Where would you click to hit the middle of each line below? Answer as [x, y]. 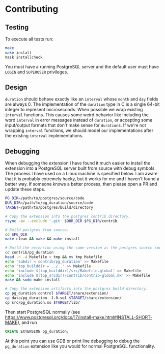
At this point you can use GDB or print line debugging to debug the [72, 341]
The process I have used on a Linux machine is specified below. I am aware [82, 174]
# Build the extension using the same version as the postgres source [79, 248]
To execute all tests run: [29, 39]
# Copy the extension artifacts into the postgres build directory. [77, 289]
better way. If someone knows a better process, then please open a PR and [81, 184]
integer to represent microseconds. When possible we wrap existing [74, 110]
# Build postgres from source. [37, 230]
